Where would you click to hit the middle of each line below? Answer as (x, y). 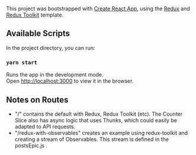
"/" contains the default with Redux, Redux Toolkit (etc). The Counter (99, 114)
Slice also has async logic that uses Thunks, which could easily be (96, 120)
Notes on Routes (37, 99)
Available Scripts (38, 34)
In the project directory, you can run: (51, 48)
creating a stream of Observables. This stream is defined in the (91, 139)
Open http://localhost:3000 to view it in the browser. (70, 81)
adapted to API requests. (45, 126)
